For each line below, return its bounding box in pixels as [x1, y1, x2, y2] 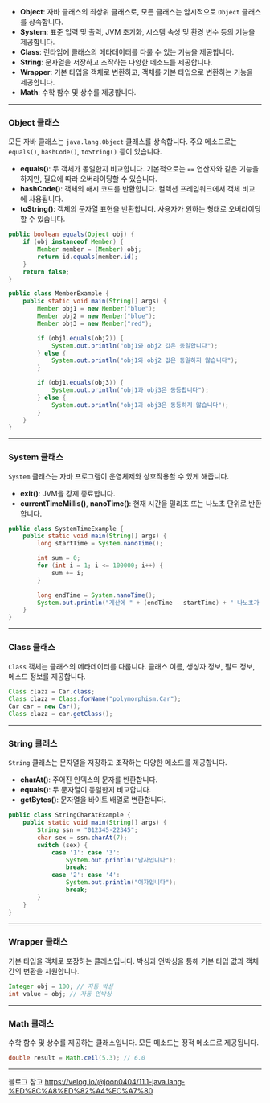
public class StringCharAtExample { [8, 811, 131, 819]
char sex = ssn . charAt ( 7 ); [37, 833, 128, 842]
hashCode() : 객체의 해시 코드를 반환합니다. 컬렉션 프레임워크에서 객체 [19, 184, 241, 194]
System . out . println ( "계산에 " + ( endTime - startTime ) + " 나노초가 [37, 599, 260, 607]
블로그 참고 [8, 1076, 43, 1086]
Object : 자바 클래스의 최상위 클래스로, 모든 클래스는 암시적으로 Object [19, 7, 240, 16]
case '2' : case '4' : [51, 871, 121, 879]
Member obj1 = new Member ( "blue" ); [37, 305, 157, 313]
